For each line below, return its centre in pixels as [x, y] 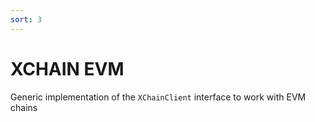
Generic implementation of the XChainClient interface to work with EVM [158, 97]
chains [24, 107]
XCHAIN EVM [67, 68]
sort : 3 [26, 19]
